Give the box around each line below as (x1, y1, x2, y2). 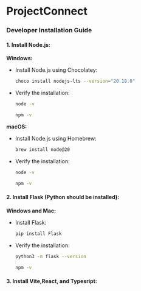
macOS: (6, 123, 27, 130)
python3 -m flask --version (15, 253, 86, 259)
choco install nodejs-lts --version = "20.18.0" (15, 78, 136, 85)
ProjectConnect (6, 4, 88, 18)
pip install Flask (15, 230, 62, 237)
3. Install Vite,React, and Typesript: (6, 277, 97, 284)
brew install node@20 (15, 146, 70, 153)
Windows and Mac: (6, 207, 57, 214)
